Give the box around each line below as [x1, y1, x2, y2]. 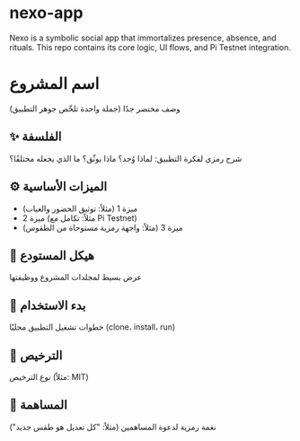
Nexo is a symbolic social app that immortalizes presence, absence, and [9, 32, 277, 43]
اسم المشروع [9, 74, 100, 94]
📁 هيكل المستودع [9, 248, 94, 263]
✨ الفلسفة [9, 129, 62, 145]
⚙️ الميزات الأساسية [9, 179, 108, 195]
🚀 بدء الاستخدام [9, 297, 86, 313]
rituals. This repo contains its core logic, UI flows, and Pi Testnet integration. [9, 41, 292, 52]
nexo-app [9, 3, 84, 23]
